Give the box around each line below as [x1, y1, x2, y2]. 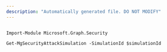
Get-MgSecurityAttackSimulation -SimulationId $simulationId [6, 40, 162, 46]
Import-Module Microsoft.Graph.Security [6, 30, 109, 36]
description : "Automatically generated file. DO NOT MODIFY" [6, 8, 162, 15]
